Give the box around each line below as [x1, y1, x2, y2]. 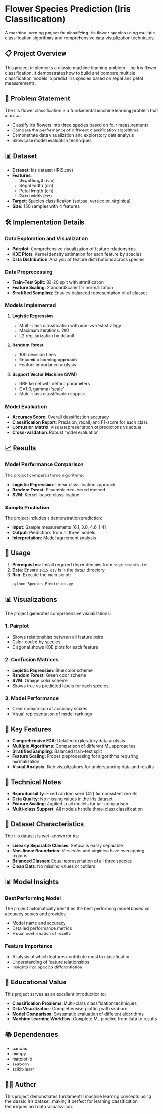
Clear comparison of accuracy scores [12, 706, 88, 712]
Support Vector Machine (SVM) [12, 371, 77, 377]
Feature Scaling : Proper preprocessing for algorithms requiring [12, 754, 139, 759]
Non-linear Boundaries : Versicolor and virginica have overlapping [12, 848, 145, 853]
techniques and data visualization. [5, 1104, 74, 1110]
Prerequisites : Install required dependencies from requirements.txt [12, 561, 148, 567]
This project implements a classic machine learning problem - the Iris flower [5, 65, 157, 71]
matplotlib [12, 1056, 33, 1062]
